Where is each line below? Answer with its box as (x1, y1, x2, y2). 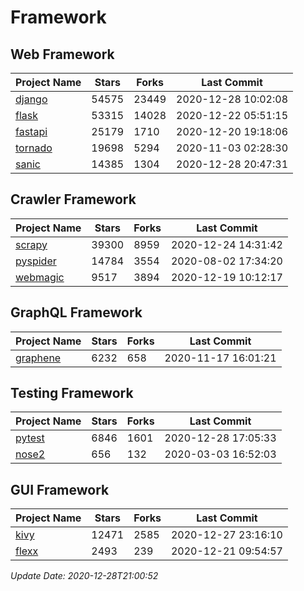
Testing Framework (10, 385, 134, 402)
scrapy (15, 237, 48, 251)
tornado (15, 141, 53, 155)
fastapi (15, 125, 48, 138)
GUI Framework (10, 481, 110, 498)
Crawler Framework (10, 191, 137, 208)
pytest (15, 431, 45, 445)
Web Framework (10, 46, 115, 63)
